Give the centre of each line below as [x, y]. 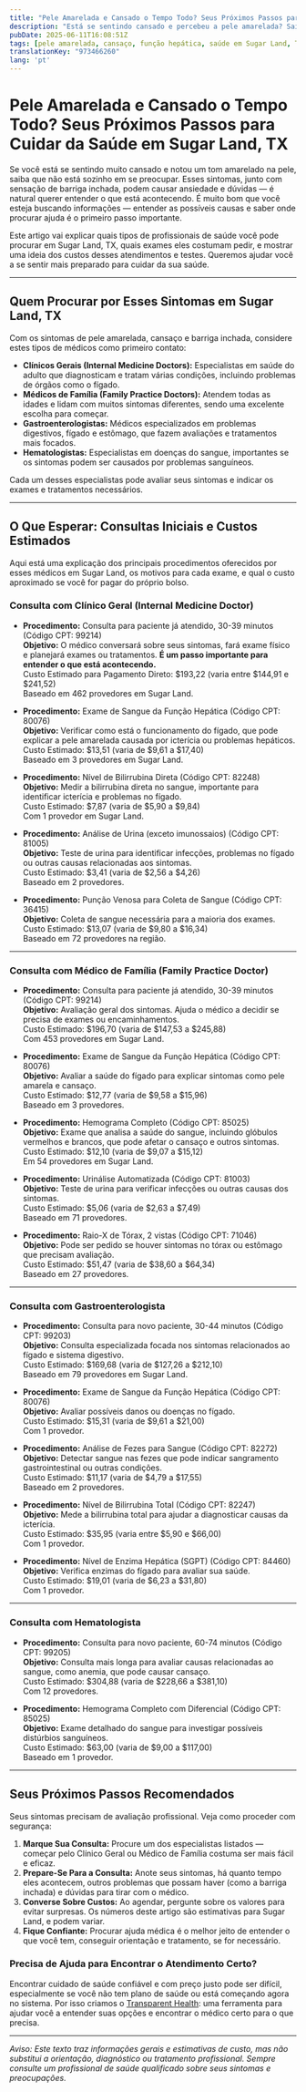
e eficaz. [39, 1863]
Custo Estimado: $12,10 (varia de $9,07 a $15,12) [112, 1152]
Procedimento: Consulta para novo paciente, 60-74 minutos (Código [152, 1643]
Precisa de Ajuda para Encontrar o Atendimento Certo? [133, 1963]
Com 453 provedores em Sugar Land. [93, 1039]
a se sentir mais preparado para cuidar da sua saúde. [109, 264]
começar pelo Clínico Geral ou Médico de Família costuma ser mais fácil [158, 1853]
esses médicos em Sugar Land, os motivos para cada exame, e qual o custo [152, 572]
